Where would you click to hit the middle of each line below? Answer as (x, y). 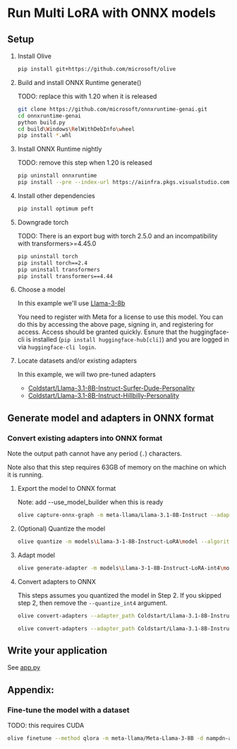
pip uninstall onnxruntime (57, 176)
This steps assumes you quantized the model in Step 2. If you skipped (120, 595)
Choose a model (41, 290)
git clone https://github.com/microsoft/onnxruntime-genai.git (113, 109)
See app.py (24, 668)
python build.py (41, 122)
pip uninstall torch (48, 256)
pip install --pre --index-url (63, 182)
